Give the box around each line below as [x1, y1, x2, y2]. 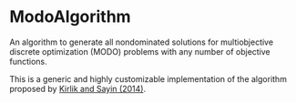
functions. [9, 56, 47, 67]
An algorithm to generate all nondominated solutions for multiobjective [9, 36, 274, 47]
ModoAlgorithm [9, 6, 131, 27]
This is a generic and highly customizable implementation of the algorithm [9, 73, 287, 84]
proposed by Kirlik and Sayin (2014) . [9, 83, 147, 94]
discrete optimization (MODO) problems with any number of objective [9, 46, 270, 57]
